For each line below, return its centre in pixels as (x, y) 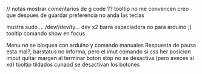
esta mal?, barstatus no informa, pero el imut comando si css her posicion (99, 52)
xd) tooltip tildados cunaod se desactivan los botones (73, 64)
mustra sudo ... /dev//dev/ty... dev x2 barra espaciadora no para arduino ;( (99, 27)
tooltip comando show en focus (46, 33)
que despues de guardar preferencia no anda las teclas (75, 15)
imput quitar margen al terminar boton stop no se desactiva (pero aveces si (100, 58)
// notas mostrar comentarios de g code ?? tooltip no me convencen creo (98, 9)
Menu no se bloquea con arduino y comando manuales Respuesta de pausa (101, 45)
